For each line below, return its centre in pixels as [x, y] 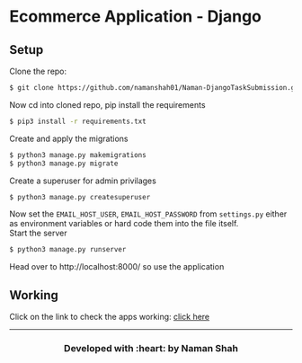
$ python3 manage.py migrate [64, 164]
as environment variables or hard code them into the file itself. [124, 224]
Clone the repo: [38, 71]
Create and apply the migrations [69, 138]
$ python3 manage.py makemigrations [78, 155]
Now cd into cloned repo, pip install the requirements [107, 104]
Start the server [38, 233]
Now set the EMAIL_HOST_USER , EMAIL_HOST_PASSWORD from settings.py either [148, 214]
